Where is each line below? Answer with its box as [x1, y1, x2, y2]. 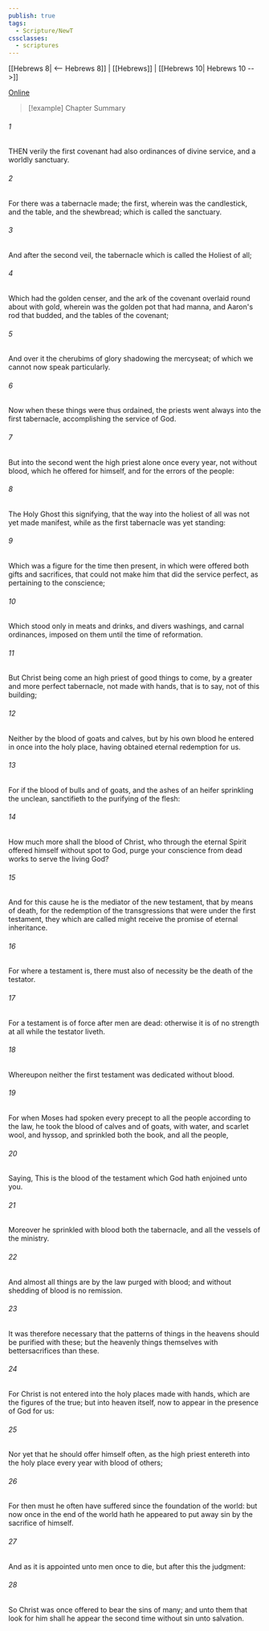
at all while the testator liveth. [8, 1026, 106, 1036]
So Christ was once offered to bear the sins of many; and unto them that [8, 1604, 247, 1614]
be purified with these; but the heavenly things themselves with [8, 1337, 218, 1347]
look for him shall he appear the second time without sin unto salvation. [8, 1613, 245, 1623]
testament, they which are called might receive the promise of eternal [8, 915, 238, 924]
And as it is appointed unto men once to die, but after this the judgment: [8, 1561, 247, 1571]
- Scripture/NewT [15, 27, 74, 35]
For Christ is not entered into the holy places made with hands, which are [8, 1389, 251, 1398]
